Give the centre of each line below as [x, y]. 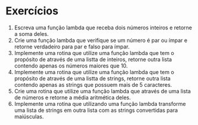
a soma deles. [31, 33]
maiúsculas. [29, 116]
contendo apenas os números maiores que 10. [71, 65]
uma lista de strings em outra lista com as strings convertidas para [96, 110]
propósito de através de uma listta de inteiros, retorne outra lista [93, 59]
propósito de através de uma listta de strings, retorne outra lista [92, 78]
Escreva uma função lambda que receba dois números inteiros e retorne [103, 28]
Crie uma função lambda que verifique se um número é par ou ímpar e [101, 40]
